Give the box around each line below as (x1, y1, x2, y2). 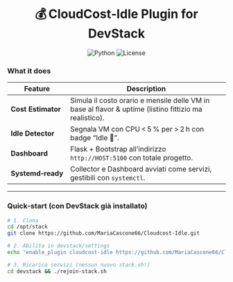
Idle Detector (10, 128, 55, 138)
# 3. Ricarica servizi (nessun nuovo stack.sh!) (7, 261, 150, 268)
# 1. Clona (7, 217, 39, 224)
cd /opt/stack (7, 224, 49, 231)
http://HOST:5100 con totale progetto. (70, 153, 193, 163)
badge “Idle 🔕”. (70, 133, 119, 143)
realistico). (70, 113, 105, 123)
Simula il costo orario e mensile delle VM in (70, 96, 210, 106)
